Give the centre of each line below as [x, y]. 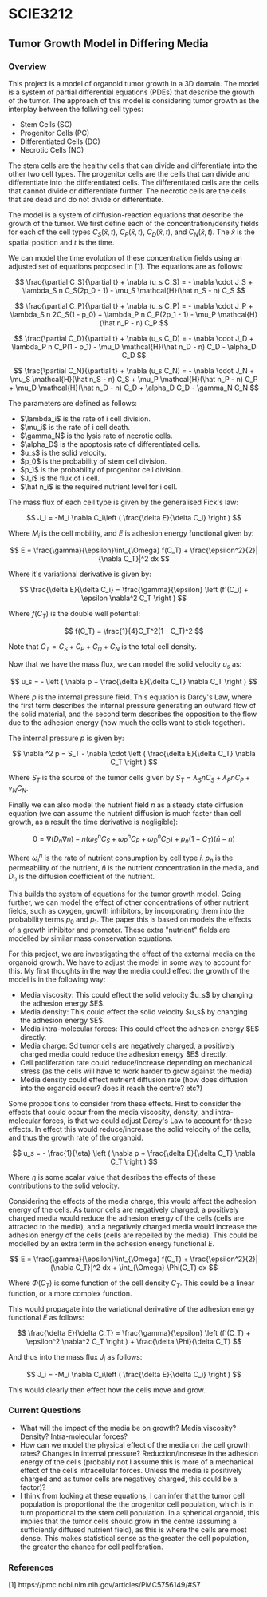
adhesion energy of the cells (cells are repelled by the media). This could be [133, 1235]
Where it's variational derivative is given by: [80, 574]
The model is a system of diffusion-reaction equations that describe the [126, 215]
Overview [27, 66]
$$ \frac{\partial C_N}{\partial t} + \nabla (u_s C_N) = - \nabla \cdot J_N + [134, 370]
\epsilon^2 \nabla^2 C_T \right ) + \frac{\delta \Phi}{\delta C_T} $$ [134, 1341]
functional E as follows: [47, 1317]
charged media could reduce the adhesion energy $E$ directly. [124, 1054]
